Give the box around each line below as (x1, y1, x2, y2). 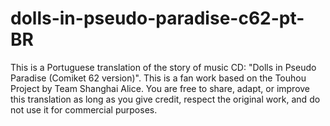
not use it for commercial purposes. (10, 103, 158, 116)
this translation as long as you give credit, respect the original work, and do (10, 93, 321, 105)
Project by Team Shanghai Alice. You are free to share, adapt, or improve (10, 82, 311, 94)
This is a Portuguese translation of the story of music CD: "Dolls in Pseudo (10, 61, 317, 73)
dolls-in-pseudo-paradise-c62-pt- (10, 7, 305, 30)
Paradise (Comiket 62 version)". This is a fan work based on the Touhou (10, 72, 307, 84)
